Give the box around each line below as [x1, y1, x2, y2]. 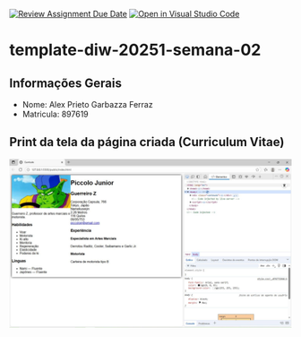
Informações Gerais [9, 75, 123, 91]
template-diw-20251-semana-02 [9, 40, 262, 60]
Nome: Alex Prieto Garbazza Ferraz [21, 99, 154, 109]
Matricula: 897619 [21, 108, 90, 119]
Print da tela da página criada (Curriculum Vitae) [9, 134, 285, 150]
